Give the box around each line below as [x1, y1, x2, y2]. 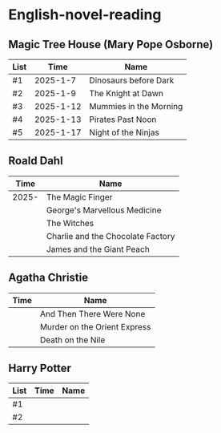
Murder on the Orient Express [39, 321, 151, 332]
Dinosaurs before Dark [89, 75, 175, 86]
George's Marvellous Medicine [46, 204, 162, 216]
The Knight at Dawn [89, 88, 164, 99]
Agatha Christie [8, 271, 89, 285]
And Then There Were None [39, 308, 146, 319]
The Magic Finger [46, 191, 113, 202]
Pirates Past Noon [89, 114, 157, 125]
